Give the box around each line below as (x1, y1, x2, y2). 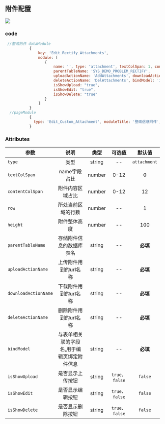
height (7, 222, 23, 228)
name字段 (58, 168, 82, 175)
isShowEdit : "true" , (53, 87, 96, 92)
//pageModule (9, 110, 36, 115)
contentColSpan (7, 189, 43, 194)
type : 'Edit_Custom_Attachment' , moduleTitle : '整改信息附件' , (33, 119, 162, 124)
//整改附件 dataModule (7, 41, 51, 46)
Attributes (5, 135, 30, 142)
